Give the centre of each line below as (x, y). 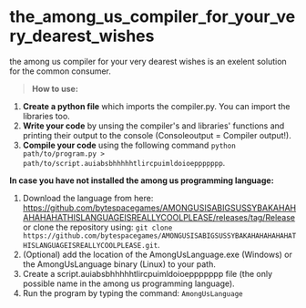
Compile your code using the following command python (129, 145)
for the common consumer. (61, 71)
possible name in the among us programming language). (128, 283)
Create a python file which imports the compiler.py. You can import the (156, 106)
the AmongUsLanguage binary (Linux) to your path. (119, 264)
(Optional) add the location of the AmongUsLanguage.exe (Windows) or (158, 254)
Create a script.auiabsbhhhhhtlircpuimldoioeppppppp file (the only (148, 273)
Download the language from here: (88, 198)
